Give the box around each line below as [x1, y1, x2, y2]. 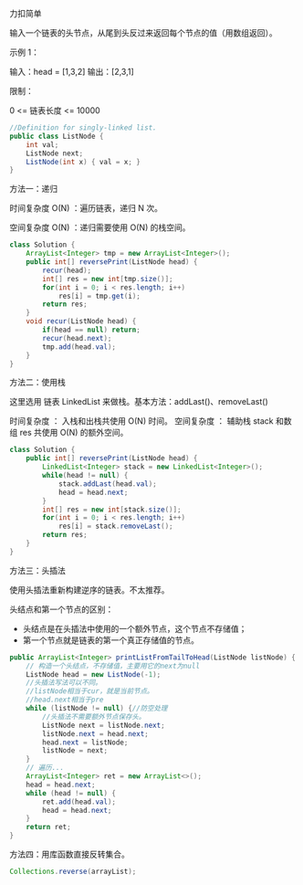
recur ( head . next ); [42, 333, 112, 342]
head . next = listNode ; [42, 738, 129, 747]
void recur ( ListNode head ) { [26, 317, 137, 326]
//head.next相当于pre [26, 695, 104, 705]
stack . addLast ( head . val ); [57, 479, 157, 489]
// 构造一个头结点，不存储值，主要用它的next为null [26, 661, 201, 670]
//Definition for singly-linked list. [9, 123, 157, 132]
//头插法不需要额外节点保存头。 [42, 711, 146, 722]
